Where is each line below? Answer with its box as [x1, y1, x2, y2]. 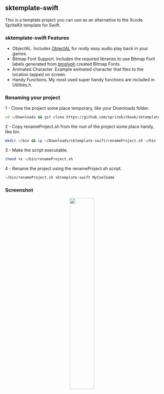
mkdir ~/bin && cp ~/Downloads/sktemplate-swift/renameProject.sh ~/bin [5, 138, 156, 144]
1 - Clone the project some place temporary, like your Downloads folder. [5, 105, 150, 111]
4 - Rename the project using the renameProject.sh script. [5, 166, 122, 172]
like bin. [5, 129, 21, 135]
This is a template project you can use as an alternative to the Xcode [5, 17, 143, 23]
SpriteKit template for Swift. [5, 22, 61, 28]
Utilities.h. [12, 82, 33, 88]
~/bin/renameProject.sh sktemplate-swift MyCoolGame [5, 175, 115, 180]
